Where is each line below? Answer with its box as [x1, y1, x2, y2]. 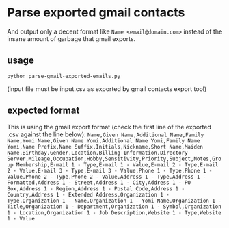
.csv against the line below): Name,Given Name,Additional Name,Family [7, 130, 204, 138]
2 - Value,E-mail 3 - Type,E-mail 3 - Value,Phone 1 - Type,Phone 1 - [7, 167, 213, 174]
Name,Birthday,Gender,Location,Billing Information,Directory [7, 149, 188, 156]
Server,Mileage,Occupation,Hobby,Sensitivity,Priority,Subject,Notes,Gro [7, 155, 222, 162]
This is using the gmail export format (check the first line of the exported [7, 123, 212, 131]
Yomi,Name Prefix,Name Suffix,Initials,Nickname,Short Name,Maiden [7, 143, 204, 150]
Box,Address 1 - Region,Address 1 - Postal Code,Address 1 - [7, 185, 185, 192]
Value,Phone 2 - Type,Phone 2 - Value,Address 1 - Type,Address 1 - [7, 173, 206, 180]
